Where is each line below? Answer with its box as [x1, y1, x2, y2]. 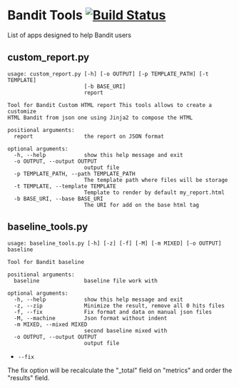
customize [7, 108, 37, 115]
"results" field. [7, 373, 50, 382]
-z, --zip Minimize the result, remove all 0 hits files [14, 302, 225, 310]
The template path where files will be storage [83, 176, 228, 183]
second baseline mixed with [83, 327, 168, 335]
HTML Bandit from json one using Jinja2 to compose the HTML [7, 114, 193, 121]
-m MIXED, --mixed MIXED [14, 321, 88, 328]
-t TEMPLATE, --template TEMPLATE [14, 183, 116, 190]
